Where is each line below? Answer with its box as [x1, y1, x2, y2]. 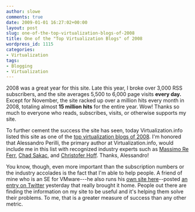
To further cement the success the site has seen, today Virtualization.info [6, 127, 183, 134]
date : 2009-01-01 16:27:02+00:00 [6, 19, 88, 25]
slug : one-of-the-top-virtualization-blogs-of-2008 [6, 30, 135, 36]
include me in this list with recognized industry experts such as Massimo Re [6, 146, 189, 153]
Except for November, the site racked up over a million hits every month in [6, 97, 184, 104]
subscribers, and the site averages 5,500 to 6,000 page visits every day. [6, 91, 182, 98]
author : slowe [6, 8, 41, 15]
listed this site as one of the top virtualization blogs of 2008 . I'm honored [6, 133, 182, 141]
